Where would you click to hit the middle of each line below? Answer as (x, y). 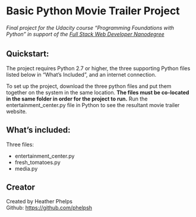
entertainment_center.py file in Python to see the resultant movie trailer (93, 105)
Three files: (20, 144)
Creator (21, 188)
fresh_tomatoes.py (37, 162)
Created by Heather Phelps (39, 202)
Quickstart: (28, 54)
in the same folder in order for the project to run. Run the (77, 99)
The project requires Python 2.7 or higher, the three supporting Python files (98, 68)
